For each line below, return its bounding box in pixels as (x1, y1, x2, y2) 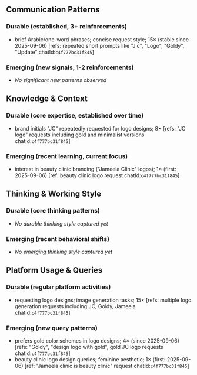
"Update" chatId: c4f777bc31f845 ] (14, 48, 95, 56)
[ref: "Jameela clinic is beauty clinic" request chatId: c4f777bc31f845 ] (24, 362, 189, 369)
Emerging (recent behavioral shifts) (6, 234, 110, 243)
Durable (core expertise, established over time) (6, 112, 144, 120)
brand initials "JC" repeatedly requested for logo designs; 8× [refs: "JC (14, 125, 186, 132)
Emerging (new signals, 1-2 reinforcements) (6, 63, 134, 71)
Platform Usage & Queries (6, 265, 103, 275)
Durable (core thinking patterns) (6, 207, 100, 215)
